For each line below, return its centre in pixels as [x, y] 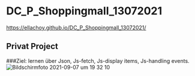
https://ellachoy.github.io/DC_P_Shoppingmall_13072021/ [76, 28]
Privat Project [32, 46]
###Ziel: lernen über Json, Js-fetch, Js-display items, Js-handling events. [98, 60]
